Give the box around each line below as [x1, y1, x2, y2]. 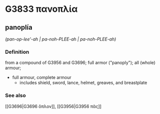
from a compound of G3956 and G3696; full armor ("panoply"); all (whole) [5, 60, 156, 66]
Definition [5, 48, 29, 55]
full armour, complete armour [12, 75, 72, 80]
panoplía [5, 23, 33, 32]
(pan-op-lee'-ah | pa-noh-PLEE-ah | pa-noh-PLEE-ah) [5, 36, 116, 42]
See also [5, 92, 26, 99]
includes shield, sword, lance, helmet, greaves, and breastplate [19, 80, 147, 86]
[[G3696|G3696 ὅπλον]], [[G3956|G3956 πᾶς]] [5, 103, 102, 109]
